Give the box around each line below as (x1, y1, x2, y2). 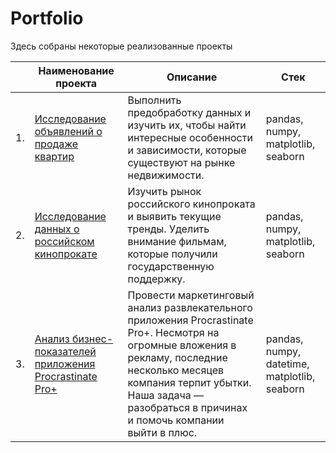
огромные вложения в (127, 338, 237, 352)
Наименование (38, 63, 115, 77)
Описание (166, 70, 218, 84)
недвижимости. (127, 168, 205, 182)
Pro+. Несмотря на (127, 325, 220, 339)
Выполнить (127, 93, 182, 107)
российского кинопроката (127, 197, 256, 211)
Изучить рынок (127, 184, 202, 198)
